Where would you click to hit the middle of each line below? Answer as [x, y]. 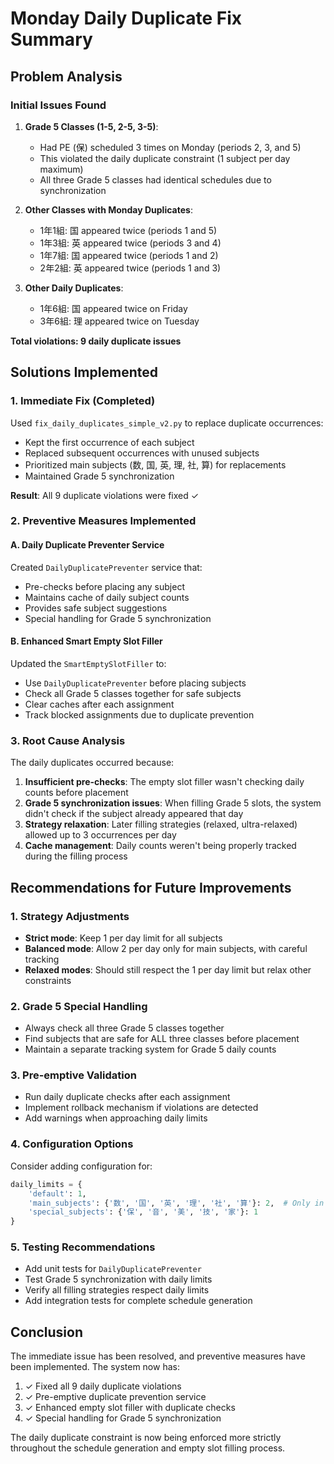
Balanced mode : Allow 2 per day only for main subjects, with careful [166, 948]
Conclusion [47, 1332]
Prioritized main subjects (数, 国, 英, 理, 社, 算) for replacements [155, 464]
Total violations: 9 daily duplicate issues [96, 341]
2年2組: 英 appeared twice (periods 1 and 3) [130, 268]
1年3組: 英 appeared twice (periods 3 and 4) [130, 243]
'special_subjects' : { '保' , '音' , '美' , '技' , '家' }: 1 [143, 1212]
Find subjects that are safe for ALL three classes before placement [162, 1039]
